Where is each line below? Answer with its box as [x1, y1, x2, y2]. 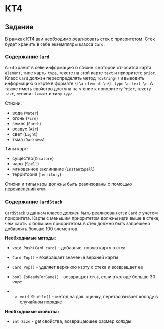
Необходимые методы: [5, 235, 56, 241]
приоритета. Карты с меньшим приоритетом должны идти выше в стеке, [5, 215, 160, 221]
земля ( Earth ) [12, 121, 41, 127]
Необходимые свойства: [5, 308, 59, 314]
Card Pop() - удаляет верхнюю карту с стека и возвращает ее [12, 264, 143, 270]
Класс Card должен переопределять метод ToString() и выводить [5, 75, 145, 81]
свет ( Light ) [12, 131, 38, 137]
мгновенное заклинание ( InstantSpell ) [12, 166, 95, 172]
